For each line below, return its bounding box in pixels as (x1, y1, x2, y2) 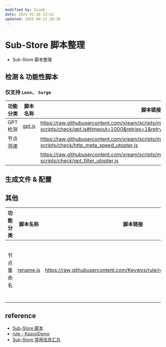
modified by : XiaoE (5, 7, 45, 12)
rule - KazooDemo (12, 331, 50, 337)
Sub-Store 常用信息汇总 (12, 337, 61, 343)
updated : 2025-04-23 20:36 (5, 16, 61, 21)
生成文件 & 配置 (5, 175, 52, 184)
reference (5, 311, 36, 320)
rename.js (17, 267, 41, 274)
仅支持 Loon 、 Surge (5, 89, 51, 96)
